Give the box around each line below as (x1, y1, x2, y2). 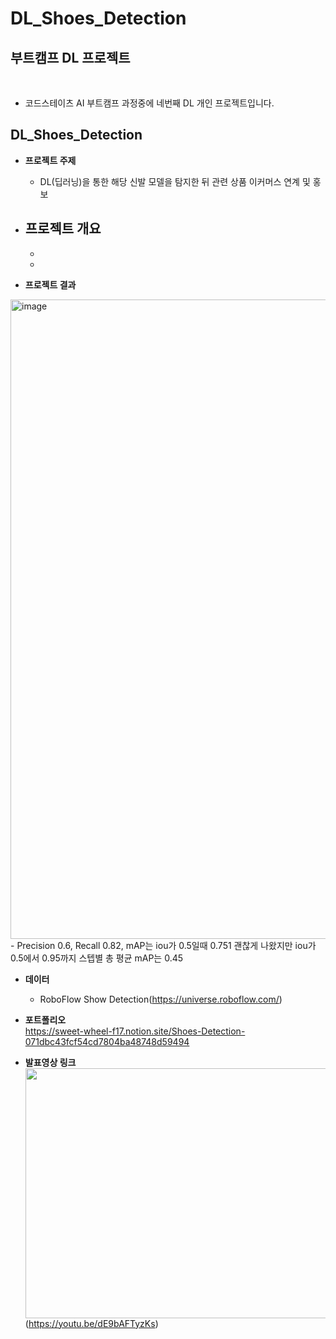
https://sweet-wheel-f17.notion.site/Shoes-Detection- (24, 1025, 246, 1037)
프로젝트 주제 (24, 154, 77, 166)
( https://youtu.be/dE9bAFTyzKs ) (24, 1317, 159, 1329)
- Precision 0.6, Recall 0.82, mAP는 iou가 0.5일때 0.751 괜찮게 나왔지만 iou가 (10, 939, 317, 951)
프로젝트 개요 (24, 220, 102, 237)
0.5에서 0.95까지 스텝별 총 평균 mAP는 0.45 (10, 952, 184, 964)
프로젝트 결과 (24, 278, 77, 291)
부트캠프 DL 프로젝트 (10, 49, 131, 66)
